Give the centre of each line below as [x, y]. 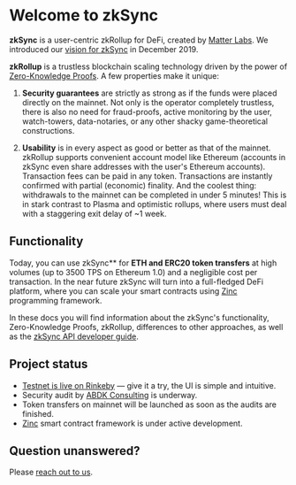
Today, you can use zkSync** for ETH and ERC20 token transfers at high [143, 263]
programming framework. [56, 300]
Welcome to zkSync [84, 15]
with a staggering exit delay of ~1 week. [94, 213]
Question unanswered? [75, 451]
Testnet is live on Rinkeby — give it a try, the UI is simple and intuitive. [149, 385]
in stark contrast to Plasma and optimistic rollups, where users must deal [154, 204]
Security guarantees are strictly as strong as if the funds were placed [149, 93]
